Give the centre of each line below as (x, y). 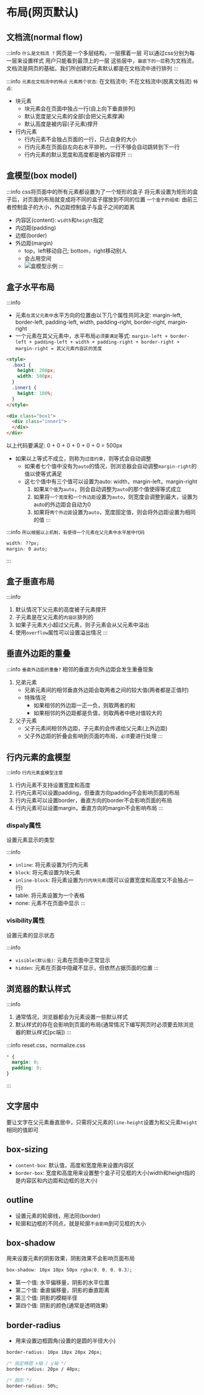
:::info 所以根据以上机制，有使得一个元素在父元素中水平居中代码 (75, 532)
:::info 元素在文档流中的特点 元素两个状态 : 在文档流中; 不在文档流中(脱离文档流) (99, 81)
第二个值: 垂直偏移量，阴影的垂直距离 (62, 1290)
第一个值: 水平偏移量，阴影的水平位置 (62, 1283)
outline (20, 1200)
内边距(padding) (35, 227)
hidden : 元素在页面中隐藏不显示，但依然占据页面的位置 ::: (87, 968)
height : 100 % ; (35, 393)
